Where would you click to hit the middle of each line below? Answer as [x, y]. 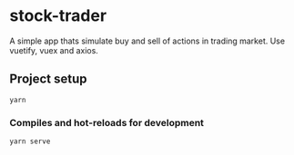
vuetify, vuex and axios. [54, 50]
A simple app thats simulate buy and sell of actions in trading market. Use [147, 41]
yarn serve [30, 141]
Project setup [49, 79]
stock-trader [58, 16]
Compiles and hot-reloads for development [107, 122]
